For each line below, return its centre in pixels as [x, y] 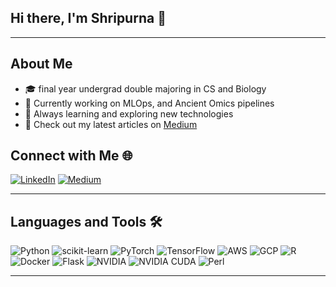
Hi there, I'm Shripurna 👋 [88, 18]
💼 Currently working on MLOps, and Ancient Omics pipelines [149, 103]
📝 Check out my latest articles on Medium [111, 124]
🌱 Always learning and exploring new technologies [129, 113]
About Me [41, 64]
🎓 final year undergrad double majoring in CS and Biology [145, 88]
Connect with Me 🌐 [71, 156]
